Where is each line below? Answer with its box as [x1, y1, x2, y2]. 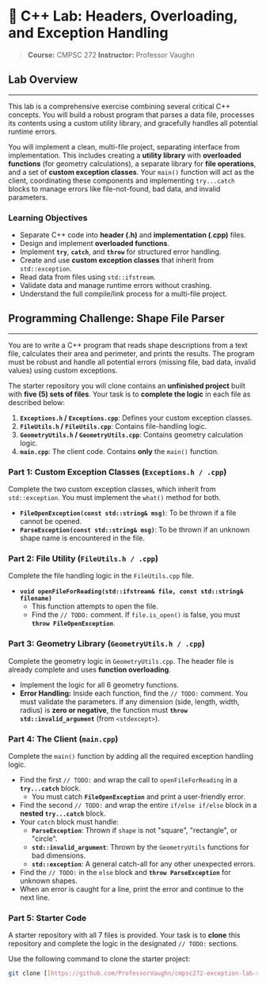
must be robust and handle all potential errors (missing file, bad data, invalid [8, 357, 256, 366]
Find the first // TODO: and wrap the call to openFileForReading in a [19, 775, 237, 785]
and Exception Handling [8, 24, 169, 42]
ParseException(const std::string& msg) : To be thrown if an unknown [19, 525, 250, 535]
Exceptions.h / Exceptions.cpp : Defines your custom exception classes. [19, 413, 253, 422]
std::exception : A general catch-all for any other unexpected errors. [31, 859, 256, 869]
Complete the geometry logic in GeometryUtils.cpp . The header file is [8, 656, 234, 665]
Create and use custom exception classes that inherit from [19, 256, 214, 265]
